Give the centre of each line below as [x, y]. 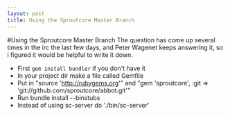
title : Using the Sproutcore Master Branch [71, 20]
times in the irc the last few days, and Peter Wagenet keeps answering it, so [115, 47]
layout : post [26, 14]
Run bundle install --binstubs [59, 97]
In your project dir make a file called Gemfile [80, 75]
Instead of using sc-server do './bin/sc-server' [83, 105]
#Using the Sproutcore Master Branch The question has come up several [112, 40]
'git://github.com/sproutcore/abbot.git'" [73, 90]
